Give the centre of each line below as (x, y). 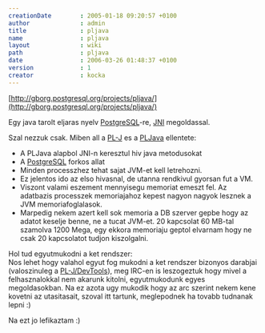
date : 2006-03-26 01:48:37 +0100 (93, 61)
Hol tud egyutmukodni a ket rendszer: (70, 254)
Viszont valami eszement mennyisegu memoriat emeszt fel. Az (123, 187)
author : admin (57, 23)
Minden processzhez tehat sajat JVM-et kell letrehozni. (111, 170)
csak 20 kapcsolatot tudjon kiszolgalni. (84, 238)
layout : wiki (55, 46)
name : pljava (59, 38)
